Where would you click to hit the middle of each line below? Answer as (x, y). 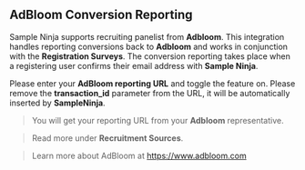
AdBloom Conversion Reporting (101, 15)
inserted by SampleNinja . (58, 103)
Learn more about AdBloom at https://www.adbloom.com (139, 155)
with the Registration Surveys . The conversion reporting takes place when (150, 56)
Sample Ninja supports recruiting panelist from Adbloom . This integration (147, 36)
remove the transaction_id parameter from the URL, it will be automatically (150, 93)
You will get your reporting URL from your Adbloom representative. (158, 120)
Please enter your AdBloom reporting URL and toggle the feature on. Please (152, 83)
